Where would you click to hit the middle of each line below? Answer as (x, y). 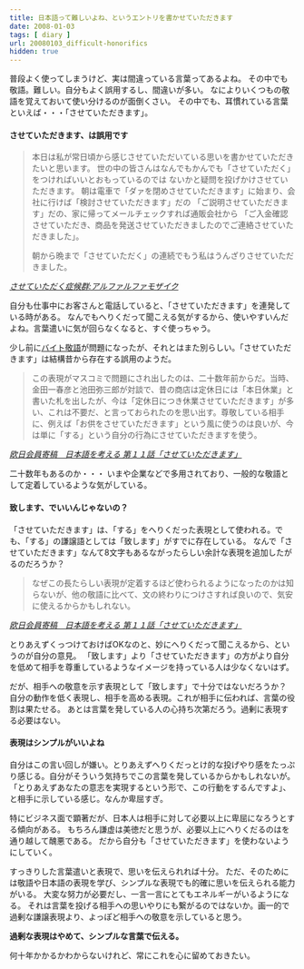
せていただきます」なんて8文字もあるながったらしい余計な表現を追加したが (151, 552)
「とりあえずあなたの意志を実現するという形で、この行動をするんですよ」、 (150, 787)
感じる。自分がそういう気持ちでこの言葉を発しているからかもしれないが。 (156, 776)
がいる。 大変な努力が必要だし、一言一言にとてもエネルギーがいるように (145, 894)
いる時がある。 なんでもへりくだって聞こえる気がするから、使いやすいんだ (149, 317)
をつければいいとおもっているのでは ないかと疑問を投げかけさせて (156, 180)
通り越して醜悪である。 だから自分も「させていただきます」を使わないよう (150, 840)
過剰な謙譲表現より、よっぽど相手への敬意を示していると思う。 (128, 916)
